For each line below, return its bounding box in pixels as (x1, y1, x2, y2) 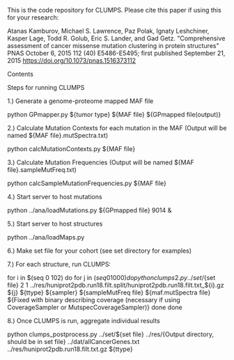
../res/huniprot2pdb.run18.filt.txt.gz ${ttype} (7, 345, 134, 353)
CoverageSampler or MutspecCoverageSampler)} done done (7, 303, 182, 311)
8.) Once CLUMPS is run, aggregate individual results (7, 317, 160, 324)
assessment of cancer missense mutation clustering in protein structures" (7, 42, 219, 49)
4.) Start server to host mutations (7, 193, 102, 201)
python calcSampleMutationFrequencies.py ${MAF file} (7, 179, 167, 187)
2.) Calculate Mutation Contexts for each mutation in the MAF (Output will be (7, 124, 227, 132)
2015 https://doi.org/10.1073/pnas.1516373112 (7, 56, 136, 65)
